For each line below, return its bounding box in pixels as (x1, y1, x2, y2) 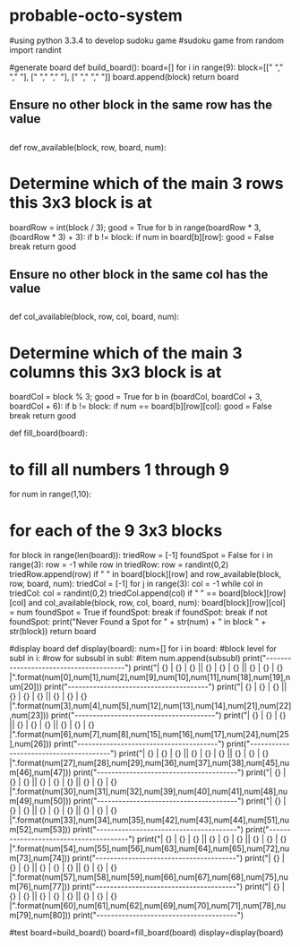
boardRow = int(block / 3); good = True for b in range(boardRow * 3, (9, 221, 261, 233)
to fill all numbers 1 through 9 (9, 459, 230, 479)
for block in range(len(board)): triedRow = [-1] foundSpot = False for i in (9, 550, 273, 561)
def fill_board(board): (9, 427, 88, 439)
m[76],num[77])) (9, 882, 71, 892)
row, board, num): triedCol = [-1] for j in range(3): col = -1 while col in (9, 579, 263, 590)
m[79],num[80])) (9, 910, 72, 921)
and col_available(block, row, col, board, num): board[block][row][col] (28, 598, 287, 608)
